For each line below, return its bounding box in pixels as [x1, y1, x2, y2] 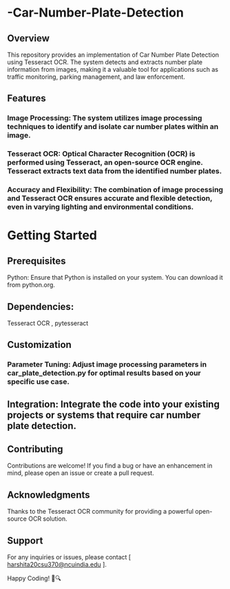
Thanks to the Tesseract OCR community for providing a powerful [7, 508, 194, 516]
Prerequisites [7, 255, 66, 267]
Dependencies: [7, 300, 74, 312]
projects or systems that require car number [7, 409, 201, 421]
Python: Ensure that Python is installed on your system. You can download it [7, 273, 223, 282]
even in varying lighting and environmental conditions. [7, 202, 194, 212]
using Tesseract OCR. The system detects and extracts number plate [7, 58, 203, 66]
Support [7, 534, 43, 546]
